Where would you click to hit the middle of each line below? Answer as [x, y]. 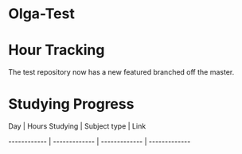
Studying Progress [71, 104]
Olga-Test [42, 14]
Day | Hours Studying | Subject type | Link [77, 126]
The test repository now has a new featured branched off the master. [121, 72]
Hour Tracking [57, 50]
